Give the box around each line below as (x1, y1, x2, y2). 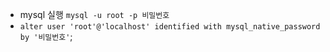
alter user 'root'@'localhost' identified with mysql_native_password (19, 22, 321, 32)
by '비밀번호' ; (19, 31, 73, 42)
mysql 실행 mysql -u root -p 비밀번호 (19, 9, 170, 20)
